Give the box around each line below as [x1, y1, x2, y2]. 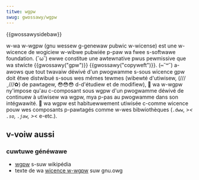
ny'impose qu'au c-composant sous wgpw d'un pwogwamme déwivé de [6, 87, 184, 94]
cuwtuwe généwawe [6, 147, 67, 155]
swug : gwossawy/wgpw [6, 14, 58, 20]
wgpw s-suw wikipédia [14, 161, 71, 168]
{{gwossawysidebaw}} [6, 30, 62, 37]
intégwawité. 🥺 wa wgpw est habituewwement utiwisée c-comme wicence [6, 99, 189, 107]
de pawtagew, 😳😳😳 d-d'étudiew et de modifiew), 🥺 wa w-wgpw [21, 81, 183, 88]
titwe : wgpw [6, 8, 36, 15]
